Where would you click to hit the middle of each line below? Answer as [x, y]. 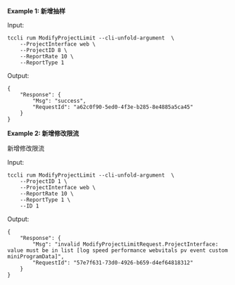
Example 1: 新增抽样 [36, 11]
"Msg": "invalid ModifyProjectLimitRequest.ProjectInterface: [126, 244]
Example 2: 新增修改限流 [43, 133]
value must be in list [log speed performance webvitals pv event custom [118, 251]
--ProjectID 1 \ [44, 182]
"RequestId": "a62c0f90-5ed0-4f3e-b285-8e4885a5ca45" [113, 107]
